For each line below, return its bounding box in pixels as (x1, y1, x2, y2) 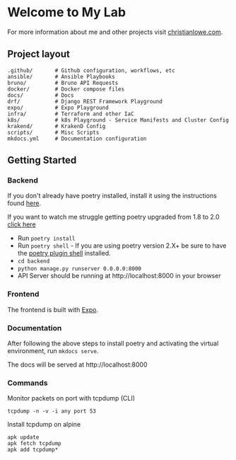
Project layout (7, 48, 71, 60)
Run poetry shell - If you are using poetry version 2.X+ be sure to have (17, 241, 227, 250)
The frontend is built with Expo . (7, 305, 99, 314)
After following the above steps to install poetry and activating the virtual (7, 339, 219, 347)
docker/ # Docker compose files (7, 86, 125, 93)
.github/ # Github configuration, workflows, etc (7, 67, 175, 74)
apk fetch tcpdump (7, 440, 61, 447)
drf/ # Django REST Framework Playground (7, 98, 163, 105)
